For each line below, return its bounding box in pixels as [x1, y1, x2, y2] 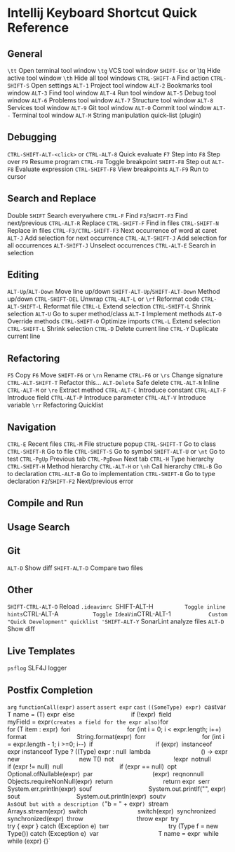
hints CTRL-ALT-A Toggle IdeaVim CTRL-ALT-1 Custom [7, 610, 228, 618]
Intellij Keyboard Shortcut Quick [7, 5, 198, 21]
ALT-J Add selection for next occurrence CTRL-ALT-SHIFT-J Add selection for [7, 234, 227, 242]
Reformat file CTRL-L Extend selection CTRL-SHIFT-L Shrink [43, 302, 211, 311]
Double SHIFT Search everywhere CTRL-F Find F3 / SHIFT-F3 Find [7, 211, 188, 219]
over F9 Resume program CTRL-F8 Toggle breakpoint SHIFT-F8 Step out [7, 157, 210, 165]
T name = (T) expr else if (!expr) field [7, 710, 172, 719]
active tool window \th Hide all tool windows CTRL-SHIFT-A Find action [7, 74, 209, 82]
